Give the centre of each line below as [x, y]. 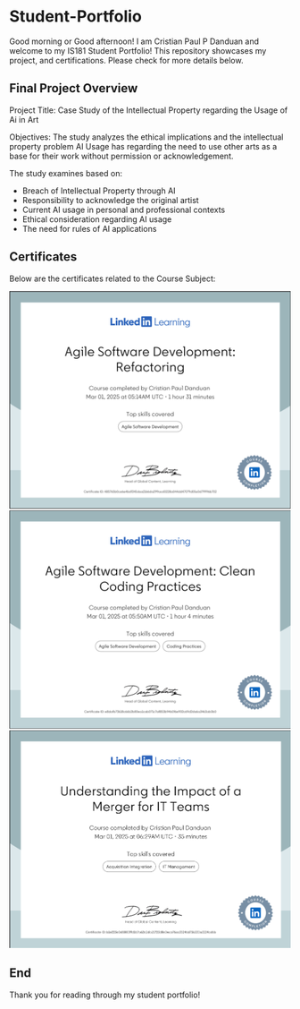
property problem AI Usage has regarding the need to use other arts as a [143, 146]
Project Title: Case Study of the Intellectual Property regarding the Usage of [149, 110]
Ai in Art [24, 119]
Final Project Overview [74, 88]
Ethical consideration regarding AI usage [97, 219]
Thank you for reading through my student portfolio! [105, 995]
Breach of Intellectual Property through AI [99, 191]
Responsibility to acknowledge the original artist [110, 200]
